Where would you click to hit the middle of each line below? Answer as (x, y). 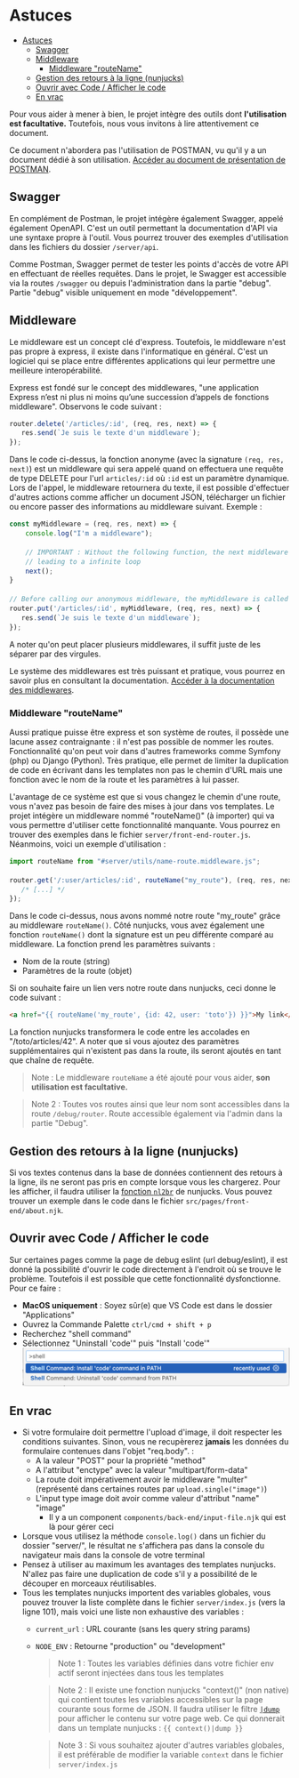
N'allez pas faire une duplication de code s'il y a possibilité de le (140, 1574)
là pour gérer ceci (81, 1527)
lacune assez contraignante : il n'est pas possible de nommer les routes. (141, 741)
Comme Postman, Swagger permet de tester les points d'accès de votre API (149, 264)
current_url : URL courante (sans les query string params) (143, 1629)
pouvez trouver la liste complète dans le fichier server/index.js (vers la (154, 1603)
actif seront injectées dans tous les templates (141, 1673)
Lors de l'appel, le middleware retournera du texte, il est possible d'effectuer (149, 488)
